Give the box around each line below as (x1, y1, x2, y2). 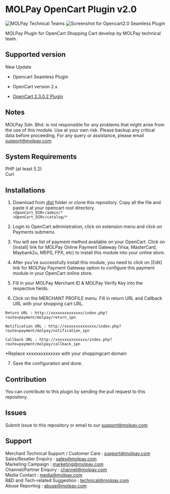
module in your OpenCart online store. (12, 270, 93, 276)
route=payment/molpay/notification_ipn (5, 328, 90, 334)
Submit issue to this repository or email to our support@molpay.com (5, 422, 148, 428)
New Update (5, 63, 31, 70)
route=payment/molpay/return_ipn (5, 315, 76, 320)
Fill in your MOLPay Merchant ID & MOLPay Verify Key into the (12, 280, 143, 286)
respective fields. (12, 285, 49, 291)
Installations (5, 186, 46, 194)
